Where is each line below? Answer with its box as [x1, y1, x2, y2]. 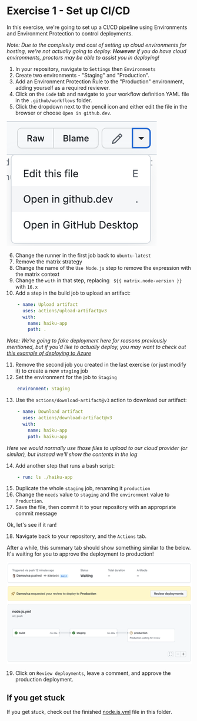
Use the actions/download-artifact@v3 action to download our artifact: [15, 397, 187, 404]
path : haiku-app [28, 433, 68, 439]
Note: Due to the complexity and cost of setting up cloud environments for [6, 41, 187, 48]
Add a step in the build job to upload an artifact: [15, 289, 131, 296]
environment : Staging [17, 386, 70, 392]
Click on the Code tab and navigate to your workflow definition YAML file [15, 90, 189, 97]
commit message [15, 510, 58, 517]
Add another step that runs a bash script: [15, 462, 115, 469]
